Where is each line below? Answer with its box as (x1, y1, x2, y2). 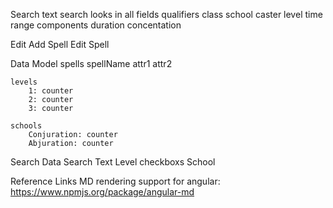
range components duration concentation (10, 19, 182, 31)
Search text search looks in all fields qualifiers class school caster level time (10, 9, 323, 20)
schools (10, 121, 43, 131)
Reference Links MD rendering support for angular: (10, 175, 221, 187)
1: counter (28, 86, 74, 96)
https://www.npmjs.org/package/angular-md (10, 186, 195, 198)
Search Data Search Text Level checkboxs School (10, 156, 216, 168)
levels (10, 77, 38, 87)
